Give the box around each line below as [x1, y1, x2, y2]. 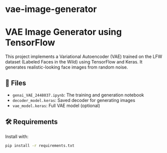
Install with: [5, 133, 29, 139]
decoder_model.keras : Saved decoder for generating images [12, 97, 136, 103]
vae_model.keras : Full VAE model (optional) [12, 102, 101, 108]
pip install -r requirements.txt [5, 143, 75, 148]
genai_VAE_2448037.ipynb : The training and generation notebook [12, 91, 145, 98]
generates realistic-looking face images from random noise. [5, 64, 128, 70]
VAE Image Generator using [5, 26, 122, 38]
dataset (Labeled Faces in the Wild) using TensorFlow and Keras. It [5, 59, 143, 65]
